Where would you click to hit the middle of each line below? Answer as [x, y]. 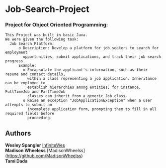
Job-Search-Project [47, 9]
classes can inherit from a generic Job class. [77, 96]
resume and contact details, [35, 74]
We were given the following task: [42, 39]
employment [16, 53]
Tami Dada [16, 161]
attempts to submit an [29, 105]
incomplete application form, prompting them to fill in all [92, 109]
